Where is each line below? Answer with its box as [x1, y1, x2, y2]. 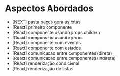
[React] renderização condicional [12, 60, 80, 66]
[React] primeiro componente [12, 24, 72, 30]
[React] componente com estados [12, 45, 81, 51]
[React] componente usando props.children [12, 29, 100, 35]
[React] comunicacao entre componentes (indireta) [12, 55, 116, 61]
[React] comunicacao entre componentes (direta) [12, 50, 112, 56]
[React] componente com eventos [12, 39, 81, 45]
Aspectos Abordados [5, 3, 94, 14]
